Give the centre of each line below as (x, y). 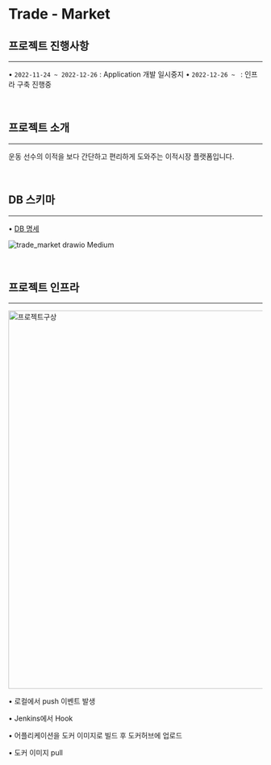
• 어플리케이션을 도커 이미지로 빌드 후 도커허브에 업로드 (96, 736)
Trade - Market (59, 14)
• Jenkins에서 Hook (41, 718)
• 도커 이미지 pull (35, 753)
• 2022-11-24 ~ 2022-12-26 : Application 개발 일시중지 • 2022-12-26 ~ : (126, 74)
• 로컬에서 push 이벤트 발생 (52, 701)
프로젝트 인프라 (44, 288)
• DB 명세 (24, 228)
